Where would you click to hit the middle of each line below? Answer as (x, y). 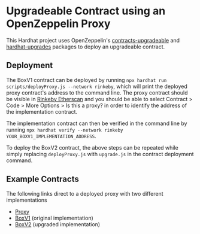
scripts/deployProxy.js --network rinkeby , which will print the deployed (97, 86)
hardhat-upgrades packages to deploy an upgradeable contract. (86, 47)
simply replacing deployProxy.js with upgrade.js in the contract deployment (100, 154)
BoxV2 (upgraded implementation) (57, 224)
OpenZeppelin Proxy (58, 24)
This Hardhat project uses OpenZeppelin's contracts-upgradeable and (93, 40)
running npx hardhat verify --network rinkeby (65, 129)
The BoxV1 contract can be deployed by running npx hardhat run (87, 80)
